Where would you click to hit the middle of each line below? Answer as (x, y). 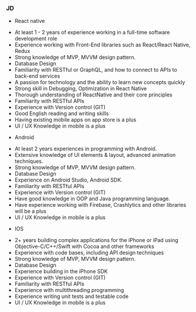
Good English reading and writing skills (62, 113)
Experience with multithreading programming (69, 290)
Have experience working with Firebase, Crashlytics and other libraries (100, 205)
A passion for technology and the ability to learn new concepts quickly (100, 82)
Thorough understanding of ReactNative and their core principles (93, 95)
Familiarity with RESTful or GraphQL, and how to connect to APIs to (96, 70)
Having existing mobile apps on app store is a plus (75, 120)
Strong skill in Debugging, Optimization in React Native (81, 89)
